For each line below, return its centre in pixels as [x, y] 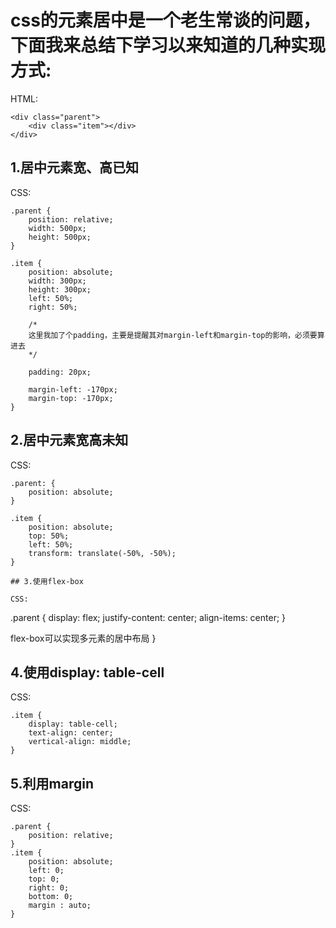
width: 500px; [57, 228]
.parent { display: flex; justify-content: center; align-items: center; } [148, 617]
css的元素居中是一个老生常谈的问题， [165, 20]
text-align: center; [71, 733]
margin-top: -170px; [71, 398]
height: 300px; [60, 289]
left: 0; [46, 871]
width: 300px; [57, 281]
